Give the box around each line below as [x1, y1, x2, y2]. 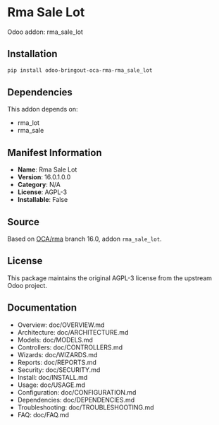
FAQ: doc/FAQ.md [17, 410, 69, 419]
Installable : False [17, 196, 68, 204]
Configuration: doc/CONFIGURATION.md [17, 388, 137, 396]
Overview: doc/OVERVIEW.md [17, 321, 105, 329]
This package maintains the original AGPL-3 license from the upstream [7, 273, 213, 282]
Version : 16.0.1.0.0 [17, 173, 71, 181]
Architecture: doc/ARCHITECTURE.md [17, 328, 129, 336]
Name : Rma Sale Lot [17, 165, 77, 174]
